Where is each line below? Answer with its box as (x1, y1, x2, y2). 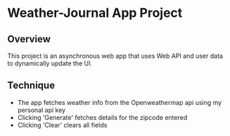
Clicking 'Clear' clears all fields (17, 120, 108, 129)
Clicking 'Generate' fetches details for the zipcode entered (17, 113, 188, 121)
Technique (7, 80, 55, 92)
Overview (7, 33, 51, 45)
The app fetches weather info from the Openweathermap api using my (17, 98, 222, 106)
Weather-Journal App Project (7, 5, 183, 21)
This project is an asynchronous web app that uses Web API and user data (7, 51, 224, 60)
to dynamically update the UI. (7, 59, 93, 68)
